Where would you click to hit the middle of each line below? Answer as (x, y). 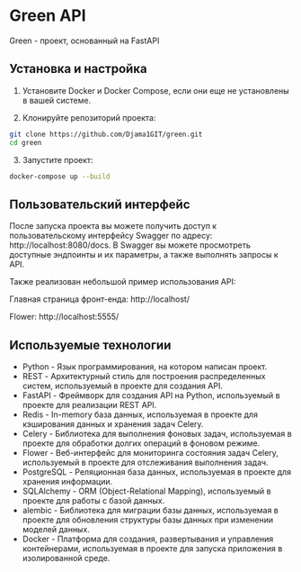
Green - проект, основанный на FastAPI (84, 41)
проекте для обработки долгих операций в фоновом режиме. (141, 443)
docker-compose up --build (60, 177)
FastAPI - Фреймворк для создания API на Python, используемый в (151, 395)
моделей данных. (56, 529)
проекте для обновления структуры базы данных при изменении (148, 520)
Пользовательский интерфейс (100, 204)
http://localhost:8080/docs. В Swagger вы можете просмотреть (130, 245)
